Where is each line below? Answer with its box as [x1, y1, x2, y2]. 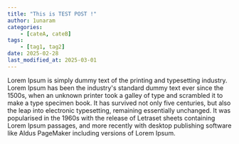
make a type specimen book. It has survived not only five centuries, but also [7, 99, 231, 107]
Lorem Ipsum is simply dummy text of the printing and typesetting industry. [7, 76, 228, 84]
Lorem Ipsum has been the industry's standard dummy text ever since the [7, 83, 224, 92]
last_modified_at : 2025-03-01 [7, 57, 97, 64]
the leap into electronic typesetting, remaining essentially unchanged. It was [7, 106, 231, 114]
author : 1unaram [7, 17, 55, 24]
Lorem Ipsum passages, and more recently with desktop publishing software [7, 121, 232, 130]
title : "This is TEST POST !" [7, 10, 97, 18]
